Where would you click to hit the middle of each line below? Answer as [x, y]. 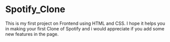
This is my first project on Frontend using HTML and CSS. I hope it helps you [85, 23]
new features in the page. [32, 34]
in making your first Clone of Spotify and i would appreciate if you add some [85, 28]
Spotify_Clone [35, 9]
